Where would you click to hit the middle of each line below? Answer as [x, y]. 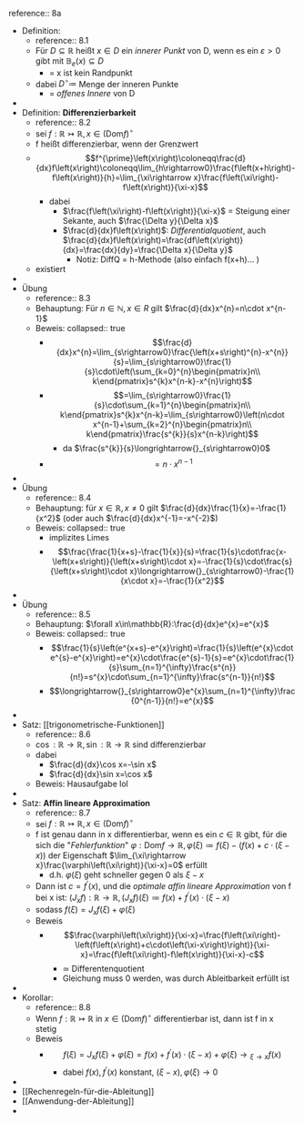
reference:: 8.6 [63, 734]
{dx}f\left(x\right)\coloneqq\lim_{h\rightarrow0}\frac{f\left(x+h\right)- [165, 168]
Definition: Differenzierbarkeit [79, 113]
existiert [51, 269]
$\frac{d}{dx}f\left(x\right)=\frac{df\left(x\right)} [153, 240]
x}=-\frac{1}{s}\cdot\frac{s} [241, 561]
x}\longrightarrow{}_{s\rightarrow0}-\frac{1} [212, 571]
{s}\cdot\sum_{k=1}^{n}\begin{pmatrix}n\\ [172, 405]
